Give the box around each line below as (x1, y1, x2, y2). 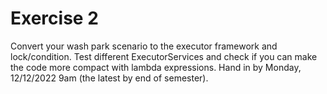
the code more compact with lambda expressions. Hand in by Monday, (10, 61, 302, 73)
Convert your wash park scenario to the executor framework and (10, 40, 278, 52)
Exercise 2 (10, 7, 99, 30)
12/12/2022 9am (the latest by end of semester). (10, 72, 209, 84)
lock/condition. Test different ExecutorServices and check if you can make (10, 50, 318, 62)
